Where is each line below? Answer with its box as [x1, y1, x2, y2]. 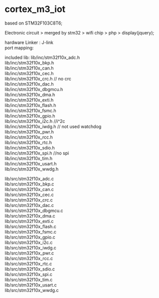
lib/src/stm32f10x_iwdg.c [4, 244, 57, 250]
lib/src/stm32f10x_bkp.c [4, 181, 54, 187]
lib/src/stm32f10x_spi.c [4, 271, 53, 277]
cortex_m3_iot [4, 3, 66, 15]
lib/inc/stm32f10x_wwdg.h [4, 166, 59, 172]
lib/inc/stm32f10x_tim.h [4, 155, 53, 161]
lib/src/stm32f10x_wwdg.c [4, 287, 59, 293]
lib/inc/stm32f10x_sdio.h [4, 144, 55, 150]
